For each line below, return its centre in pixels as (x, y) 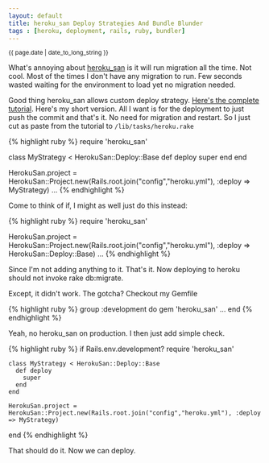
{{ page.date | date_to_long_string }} (58, 53)
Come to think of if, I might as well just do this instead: (98, 205)
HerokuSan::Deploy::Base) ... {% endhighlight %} (89, 254)
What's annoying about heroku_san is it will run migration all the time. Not (130, 68)
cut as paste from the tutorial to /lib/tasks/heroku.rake (101, 126)
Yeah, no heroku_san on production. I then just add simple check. (117, 333)
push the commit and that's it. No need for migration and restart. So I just (130, 118)
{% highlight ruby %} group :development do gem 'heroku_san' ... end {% (130, 309)
